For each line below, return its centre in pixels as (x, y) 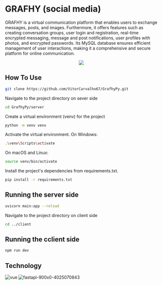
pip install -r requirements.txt (39, 180)
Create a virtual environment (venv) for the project (55, 116)
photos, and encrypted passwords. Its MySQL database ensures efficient (78, 43)
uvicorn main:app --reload (32, 206)
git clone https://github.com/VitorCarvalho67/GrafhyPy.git (67, 89)
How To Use (23, 78)
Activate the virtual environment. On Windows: (51, 134)
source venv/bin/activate (31, 162)
